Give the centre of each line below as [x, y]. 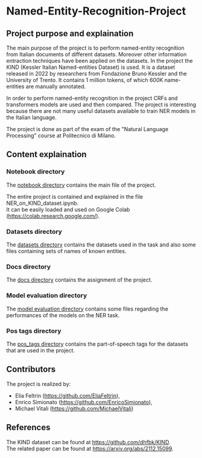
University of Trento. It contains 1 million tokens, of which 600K [85, 80]
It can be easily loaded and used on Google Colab [68, 209]
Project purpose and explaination [70, 34]
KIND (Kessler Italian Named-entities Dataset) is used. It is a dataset [91, 67]
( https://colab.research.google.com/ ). [53, 216]
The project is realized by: [39, 384]
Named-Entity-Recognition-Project [96, 11]
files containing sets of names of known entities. [66, 251]
